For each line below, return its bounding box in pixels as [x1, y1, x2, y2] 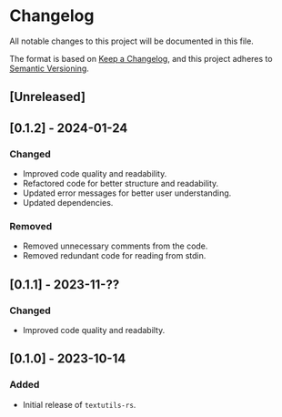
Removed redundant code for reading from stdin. [22, 250, 206, 261]
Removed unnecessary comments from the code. [22, 240, 208, 251]
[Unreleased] [9, 89, 86, 105]
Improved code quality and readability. [22, 168, 167, 179]
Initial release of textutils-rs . [22, 399, 136, 410]
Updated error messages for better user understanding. [22, 188, 232, 198]
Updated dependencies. [22, 198, 114, 208]
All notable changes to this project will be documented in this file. [9, 36, 255, 46]
